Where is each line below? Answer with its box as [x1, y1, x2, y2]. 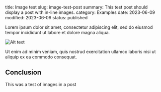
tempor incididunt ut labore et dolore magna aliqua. [5, 30, 110, 35]
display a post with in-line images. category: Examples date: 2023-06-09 [5, 9, 155, 15]
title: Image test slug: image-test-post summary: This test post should [5, 4, 148, 10]
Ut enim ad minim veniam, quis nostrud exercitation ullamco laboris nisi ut [5, 49, 156, 54]
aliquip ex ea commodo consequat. [5, 54, 77, 60]
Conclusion [5, 68, 42, 77]
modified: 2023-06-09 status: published [5, 15, 88, 20]
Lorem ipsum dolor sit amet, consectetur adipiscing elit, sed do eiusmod [5, 24, 153, 30]
